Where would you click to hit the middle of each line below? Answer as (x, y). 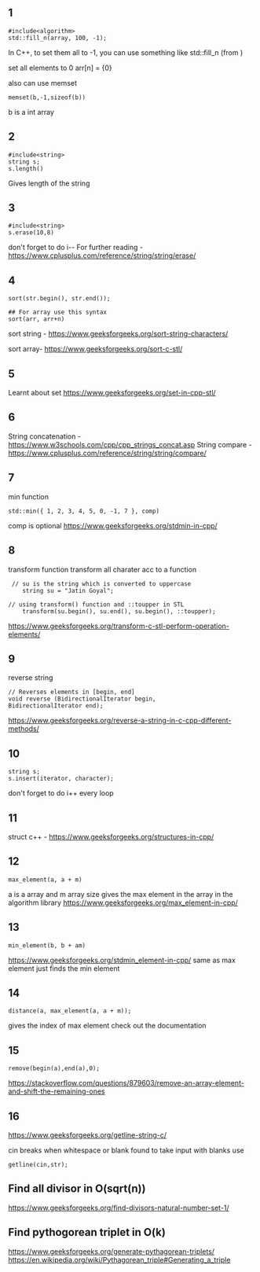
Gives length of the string (49, 183)
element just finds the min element (64, 968)
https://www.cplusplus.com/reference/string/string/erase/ (102, 256)
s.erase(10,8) (31, 233)
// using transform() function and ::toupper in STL (96, 605)
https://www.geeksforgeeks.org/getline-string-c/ (88, 1135)
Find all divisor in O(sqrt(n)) (77, 1189)
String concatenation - (44, 436)
